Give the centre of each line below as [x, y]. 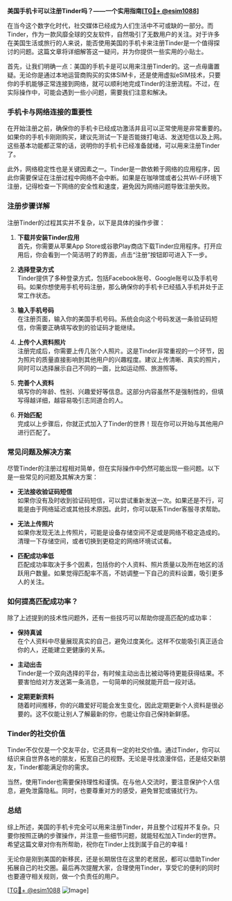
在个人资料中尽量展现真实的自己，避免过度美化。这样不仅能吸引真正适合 [120, 641]
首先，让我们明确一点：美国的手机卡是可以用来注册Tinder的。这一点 [105, 66]
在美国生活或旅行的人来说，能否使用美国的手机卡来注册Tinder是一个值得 [110, 43]
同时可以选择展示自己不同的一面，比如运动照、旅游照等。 [99, 368]
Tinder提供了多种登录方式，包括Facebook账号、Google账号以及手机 [115, 278]
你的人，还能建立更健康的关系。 [63, 650]
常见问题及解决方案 [39, 452]
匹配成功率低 [35, 556]
